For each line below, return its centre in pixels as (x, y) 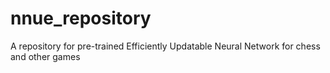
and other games (45, 56)
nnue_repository (81, 18)
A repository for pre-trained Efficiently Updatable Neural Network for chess (165, 46)
